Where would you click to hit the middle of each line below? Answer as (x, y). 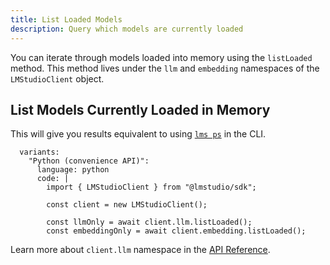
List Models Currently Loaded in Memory (140, 109)
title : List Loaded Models (66, 19)
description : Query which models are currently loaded (127, 29)
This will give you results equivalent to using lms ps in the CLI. (138, 134)
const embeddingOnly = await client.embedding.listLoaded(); (176, 231)
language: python (73, 170)
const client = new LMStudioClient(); (127, 205)
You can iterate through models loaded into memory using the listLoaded (161, 57)
